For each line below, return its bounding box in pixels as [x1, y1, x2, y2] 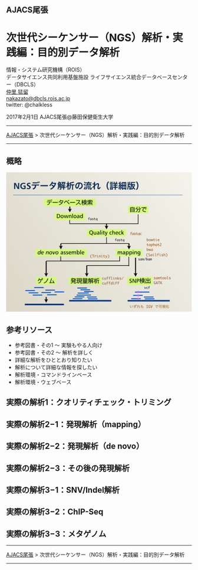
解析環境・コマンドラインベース [14, 371, 93, 378]
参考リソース [6, 325, 52, 335]
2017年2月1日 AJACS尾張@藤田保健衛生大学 [6, 113, 114, 120]
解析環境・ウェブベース [14, 378, 72, 385]
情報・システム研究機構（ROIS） [6, 66, 85, 73]
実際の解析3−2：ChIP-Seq [6, 507, 104, 517]
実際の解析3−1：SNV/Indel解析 [6, 485, 120, 495]
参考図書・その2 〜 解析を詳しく [14, 349, 94, 356]
